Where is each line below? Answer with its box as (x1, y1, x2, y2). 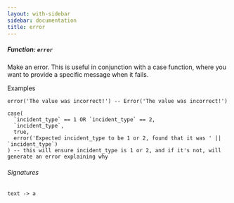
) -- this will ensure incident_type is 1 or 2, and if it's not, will (7, 147, 221, 154)
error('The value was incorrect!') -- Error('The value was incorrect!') (7, 98, 228, 105)
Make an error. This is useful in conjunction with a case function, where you (7, 63, 227, 71)
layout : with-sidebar (7, 10, 71, 18)
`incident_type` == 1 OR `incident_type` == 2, (13, 116, 156, 123)
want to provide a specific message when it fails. (7, 70, 149, 79)
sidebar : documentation (7, 17, 77, 24)
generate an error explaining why (7, 153, 109, 161)
